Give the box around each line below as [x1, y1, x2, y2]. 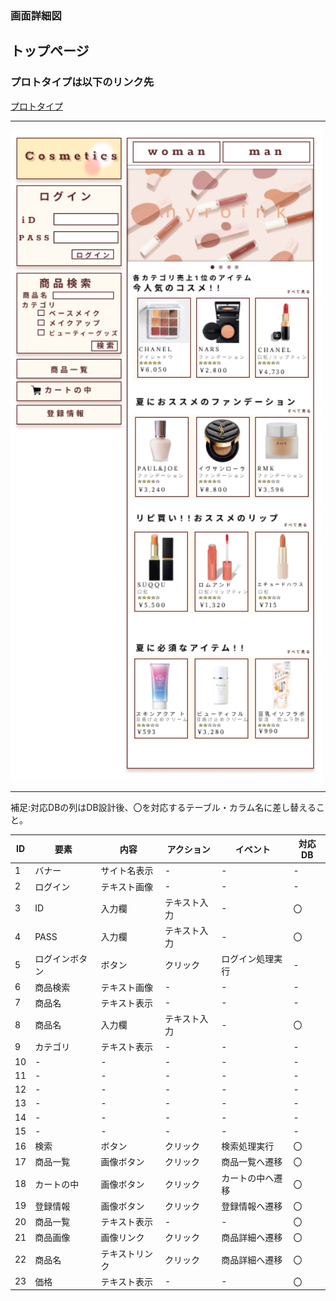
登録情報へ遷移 [221, 1200, 283, 1212]
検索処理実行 [221, 1140, 275, 1152]
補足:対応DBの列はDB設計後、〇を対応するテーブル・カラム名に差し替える [10, 801, 317, 813]
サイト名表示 [100, 865, 154, 877]
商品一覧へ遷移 [221, 1156, 283, 1168]
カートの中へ [221, 1172, 275, 1184]
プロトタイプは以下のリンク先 [10, 75, 155, 89]
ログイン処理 [221, 953, 275, 965]
